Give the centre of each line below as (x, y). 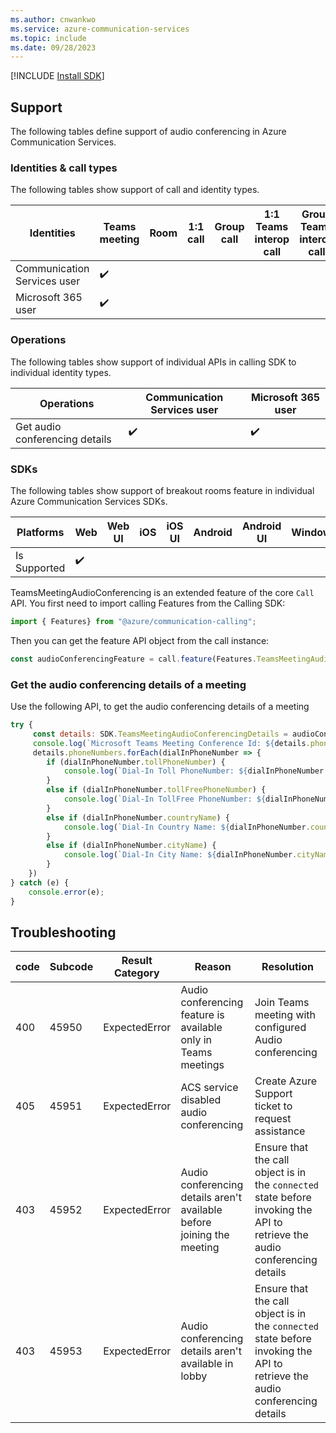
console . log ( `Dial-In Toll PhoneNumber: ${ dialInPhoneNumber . (196, 771)
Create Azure (286, 1081)
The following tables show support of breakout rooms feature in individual (162, 490)
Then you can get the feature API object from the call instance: (140, 640)
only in (196, 1040)
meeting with (285, 1015)
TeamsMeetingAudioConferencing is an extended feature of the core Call (162, 592)
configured (280, 1028)
